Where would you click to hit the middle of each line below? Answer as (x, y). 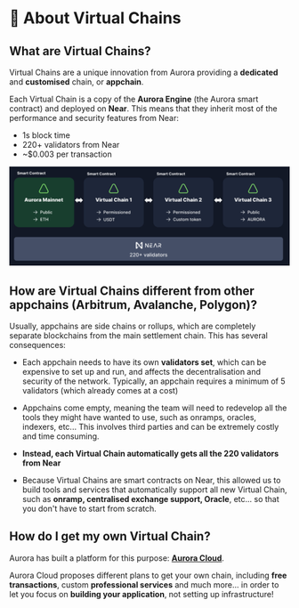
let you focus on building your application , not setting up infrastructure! (141, 594)
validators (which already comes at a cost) (100, 390)
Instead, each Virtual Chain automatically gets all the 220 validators (150, 453)
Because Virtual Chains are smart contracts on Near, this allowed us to (151, 480)
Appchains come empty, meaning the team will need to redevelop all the (154, 408)
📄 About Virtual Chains (95, 18)
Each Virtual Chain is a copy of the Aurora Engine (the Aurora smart (134, 99)
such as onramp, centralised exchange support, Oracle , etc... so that (151, 499)
